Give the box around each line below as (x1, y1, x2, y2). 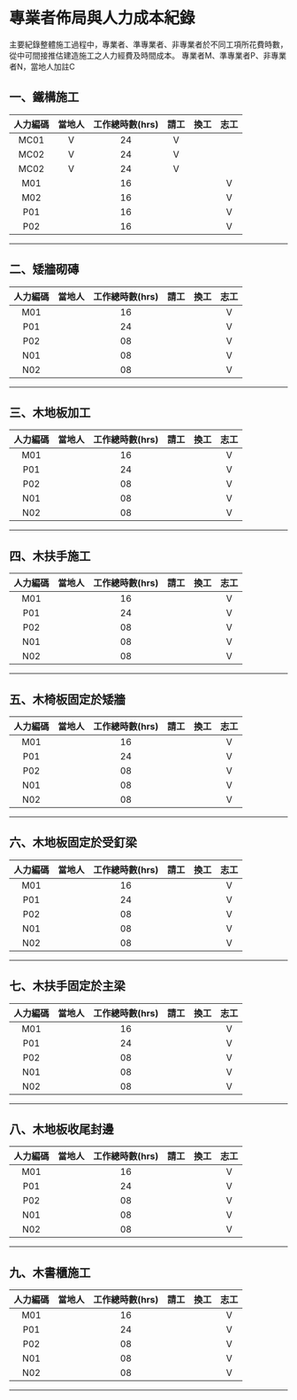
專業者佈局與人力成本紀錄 (9, 8, 196, 28)
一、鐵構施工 (9, 89, 80, 105)
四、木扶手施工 (9, 548, 91, 564)
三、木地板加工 (9, 405, 91, 420)
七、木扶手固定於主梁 (9, 978, 126, 993)
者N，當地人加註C (9, 61, 75, 72)
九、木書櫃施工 (9, 1264, 91, 1280)
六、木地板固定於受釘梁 (9, 835, 137, 851)
